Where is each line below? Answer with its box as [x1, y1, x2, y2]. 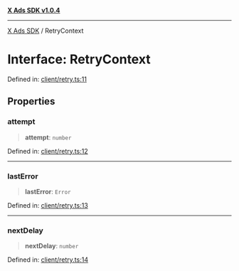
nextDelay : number [24, 242, 79, 250]
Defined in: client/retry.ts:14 [7, 255, 89, 264]
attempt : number [24, 133, 72, 142]
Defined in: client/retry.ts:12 [7, 147, 88, 155]
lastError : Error [24, 187, 71, 196]
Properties [7, 95, 55, 107]
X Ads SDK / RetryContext [7, 26, 84, 35]
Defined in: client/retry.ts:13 [7, 201, 89, 209]
